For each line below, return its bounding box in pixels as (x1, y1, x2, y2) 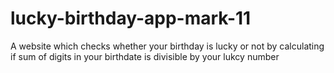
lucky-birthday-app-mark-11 (10, 7, 252, 30)
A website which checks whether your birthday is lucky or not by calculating (10, 40, 325, 52)
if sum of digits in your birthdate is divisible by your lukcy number (10, 50, 280, 62)
